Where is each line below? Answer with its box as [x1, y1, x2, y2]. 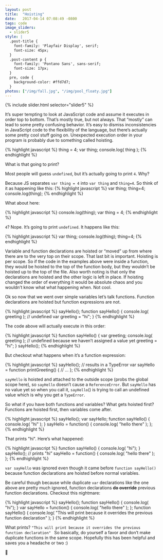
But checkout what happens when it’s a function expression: [5, 352, 126, 358]
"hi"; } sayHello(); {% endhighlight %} [5, 343, 80, 349]
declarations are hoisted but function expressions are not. [5, 299, 121, 305]
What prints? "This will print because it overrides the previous [5, 524, 141, 530]
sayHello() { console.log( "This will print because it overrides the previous [5, 510, 153, 516]
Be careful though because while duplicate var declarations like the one [5, 480, 149, 485]
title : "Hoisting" [5, 12, 45, 17]
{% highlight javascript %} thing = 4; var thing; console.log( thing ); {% [5, 147, 147, 153]
